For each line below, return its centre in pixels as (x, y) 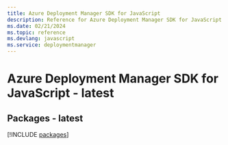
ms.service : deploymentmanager (52, 45)
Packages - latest (45, 118)
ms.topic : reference (37, 32)
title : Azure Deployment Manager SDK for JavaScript (84, 13)
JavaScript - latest (61, 93)
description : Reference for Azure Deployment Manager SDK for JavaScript (115, 20)
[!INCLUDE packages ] (38, 134)
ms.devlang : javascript (41, 39)
